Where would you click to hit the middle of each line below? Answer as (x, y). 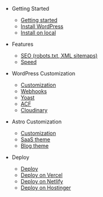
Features (22, 44)
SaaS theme (35, 139)
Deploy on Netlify (42, 181)
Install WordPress (42, 26)
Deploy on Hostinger (46, 188)
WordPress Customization (44, 73)
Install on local (38, 33)
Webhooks (34, 91)
